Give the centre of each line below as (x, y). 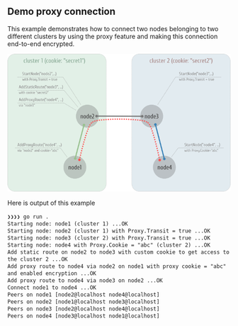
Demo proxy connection (61, 12)
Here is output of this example (51, 203)
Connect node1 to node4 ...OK (52, 287)
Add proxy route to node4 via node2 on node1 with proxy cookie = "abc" (117, 266)
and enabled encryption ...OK (52, 273)
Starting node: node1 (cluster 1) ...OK (68, 224)
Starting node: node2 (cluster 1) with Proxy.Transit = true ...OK (109, 231)
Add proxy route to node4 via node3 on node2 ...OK (85, 280)
